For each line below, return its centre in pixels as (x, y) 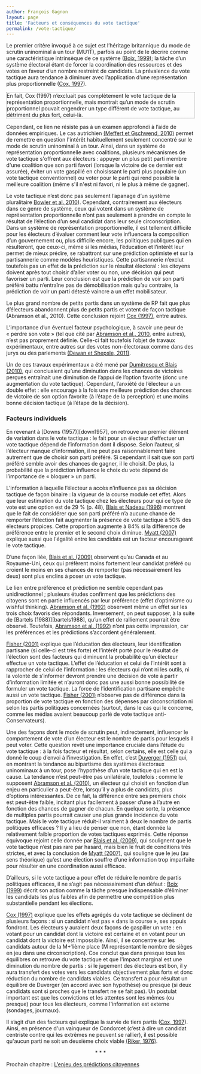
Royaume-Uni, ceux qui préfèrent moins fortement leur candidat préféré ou (99, 563)
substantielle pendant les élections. (50, 903)
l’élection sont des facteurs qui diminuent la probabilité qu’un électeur (92, 656)
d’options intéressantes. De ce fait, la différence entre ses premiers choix (96, 796)
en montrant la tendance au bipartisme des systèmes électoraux (86, 764)
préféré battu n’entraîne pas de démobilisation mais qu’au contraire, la (92, 285)
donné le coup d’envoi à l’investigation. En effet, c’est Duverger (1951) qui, (97, 757)
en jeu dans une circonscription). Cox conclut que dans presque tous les (96, 953)
